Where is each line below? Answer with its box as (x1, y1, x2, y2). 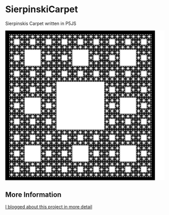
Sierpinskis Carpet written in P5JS (5, 20, 77, 26)
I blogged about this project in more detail (5, 204, 93, 210)
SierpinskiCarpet (5, 4, 78, 15)
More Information (5, 190, 62, 199)
